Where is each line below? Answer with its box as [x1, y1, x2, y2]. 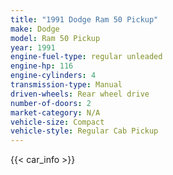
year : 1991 [10, 42, 56, 53]
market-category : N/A [10, 107, 101, 118]
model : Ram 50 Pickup [10, 33, 101, 43]
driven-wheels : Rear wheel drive [10, 89, 150, 99]
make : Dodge [10, 24, 60, 34]
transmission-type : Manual [10, 80, 123, 90]
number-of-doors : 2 [10, 98, 92, 108]
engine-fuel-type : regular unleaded [10, 52, 163, 62]
